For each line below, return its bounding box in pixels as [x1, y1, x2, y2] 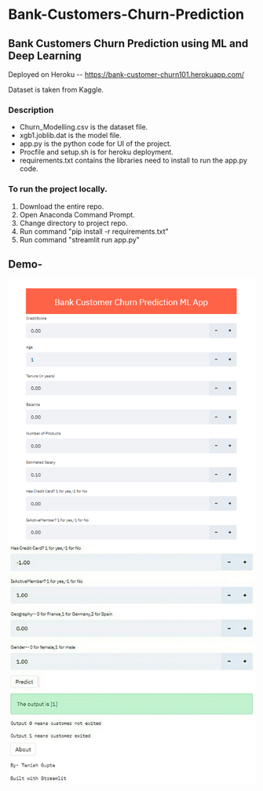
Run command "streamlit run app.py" [19, 235, 140, 244]
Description [8, 104, 54, 115]
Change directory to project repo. [19, 218, 128, 228]
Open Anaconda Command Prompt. [19, 210, 135, 219]
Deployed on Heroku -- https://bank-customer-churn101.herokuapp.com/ [8, 70, 245, 79]
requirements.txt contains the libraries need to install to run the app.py [19, 155, 247, 166]
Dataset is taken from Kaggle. [8, 85, 104, 94]
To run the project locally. [8, 184, 108, 195]
